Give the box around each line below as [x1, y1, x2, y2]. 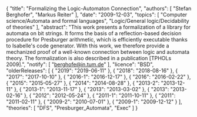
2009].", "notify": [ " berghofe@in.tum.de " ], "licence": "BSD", [6, 61, 154, 68]
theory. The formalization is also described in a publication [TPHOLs [6, 55, 172, 61]
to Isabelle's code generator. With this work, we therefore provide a [6, 42, 169, 49]
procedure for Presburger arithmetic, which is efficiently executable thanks [6, 36, 188, 43]
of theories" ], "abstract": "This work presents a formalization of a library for [6, 23, 191, 30]
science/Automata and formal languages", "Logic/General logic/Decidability [6, 18, 189, 24]
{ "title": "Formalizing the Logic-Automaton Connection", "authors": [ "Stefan [6, 5, 192, 12]
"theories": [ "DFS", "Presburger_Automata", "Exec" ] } [6, 105, 138, 111]
